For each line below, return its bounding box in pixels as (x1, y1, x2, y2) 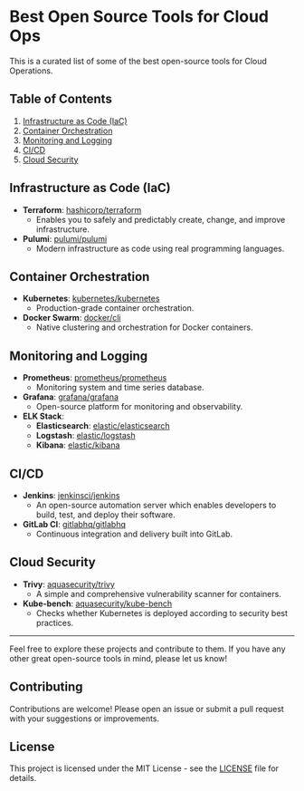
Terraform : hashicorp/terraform (22, 204, 142, 215)
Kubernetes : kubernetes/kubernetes (22, 293, 160, 304)
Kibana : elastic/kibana (35, 439, 120, 450)
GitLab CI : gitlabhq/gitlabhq (22, 519, 127, 529)
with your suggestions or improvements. (9, 713, 160, 724)
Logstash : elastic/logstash (35, 430, 136, 441)
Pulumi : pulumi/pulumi (22, 233, 108, 244)
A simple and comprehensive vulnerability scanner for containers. (35, 588, 282, 599)
